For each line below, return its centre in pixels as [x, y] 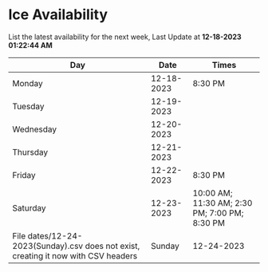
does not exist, [112, 246]
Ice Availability [58, 15]
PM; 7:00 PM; [218, 213]
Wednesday [35, 129]
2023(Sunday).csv [48, 246]
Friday [24, 175]
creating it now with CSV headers [75, 255]
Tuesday [28, 106]
